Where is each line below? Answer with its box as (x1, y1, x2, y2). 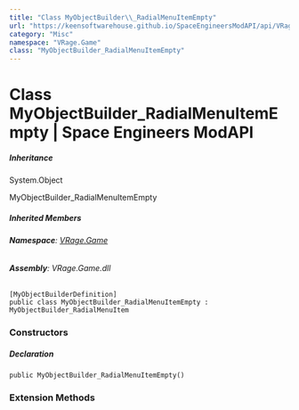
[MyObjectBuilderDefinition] (9, 291, 117, 299)
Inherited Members (9, 212, 82, 223)
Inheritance (9, 152, 53, 163)
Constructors (9, 326, 69, 339)
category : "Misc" (9, 29, 74, 38)
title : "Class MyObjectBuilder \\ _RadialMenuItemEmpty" (9, 12, 217, 22)
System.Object (9, 175, 63, 185)
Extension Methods (9, 391, 95, 404)
